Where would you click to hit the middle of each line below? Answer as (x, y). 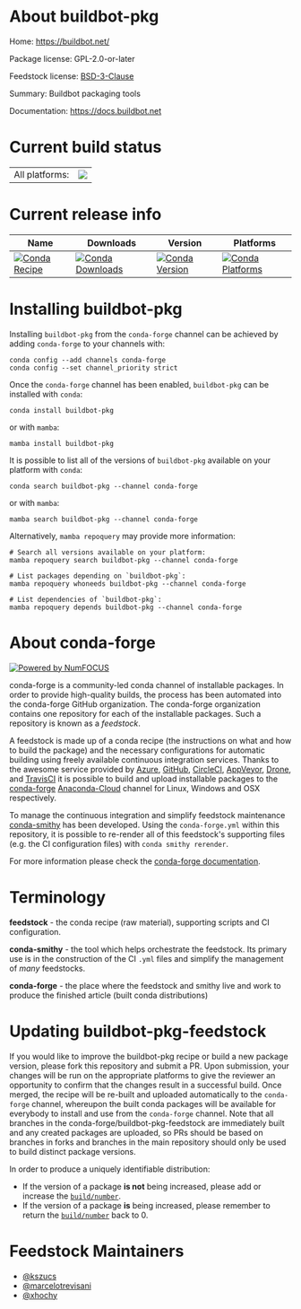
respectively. (33, 798)
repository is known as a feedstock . (75, 723)
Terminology (57, 897)
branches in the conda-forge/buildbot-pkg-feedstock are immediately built (147, 1122)
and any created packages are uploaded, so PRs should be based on (136, 1132)
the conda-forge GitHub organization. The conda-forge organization (135, 704)
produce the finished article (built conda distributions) (109, 995)
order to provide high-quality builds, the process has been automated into (146, 694)
